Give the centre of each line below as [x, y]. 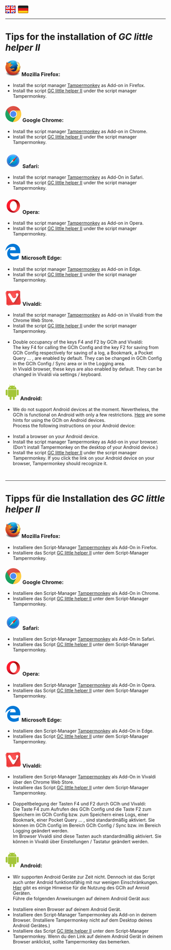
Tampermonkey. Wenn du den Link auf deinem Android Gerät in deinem [88, 936]
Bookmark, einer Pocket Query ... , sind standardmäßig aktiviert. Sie [84, 820]
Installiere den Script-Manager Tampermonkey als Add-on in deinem [84, 914]
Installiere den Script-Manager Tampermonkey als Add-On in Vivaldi [84, 777]
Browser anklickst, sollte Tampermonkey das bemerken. [72, 941]
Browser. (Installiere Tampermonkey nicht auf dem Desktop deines [82, 920]
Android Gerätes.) [31, 925]
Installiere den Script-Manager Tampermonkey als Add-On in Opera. [84, 685]
